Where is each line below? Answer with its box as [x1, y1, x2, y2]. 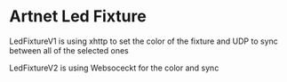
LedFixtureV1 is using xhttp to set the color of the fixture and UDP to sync [9, 36, 278, 46]
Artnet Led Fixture [9, 6, 147, 27]
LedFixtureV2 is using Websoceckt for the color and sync [9, 62, 219, 73]
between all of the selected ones [9, 45, 129, 55]
